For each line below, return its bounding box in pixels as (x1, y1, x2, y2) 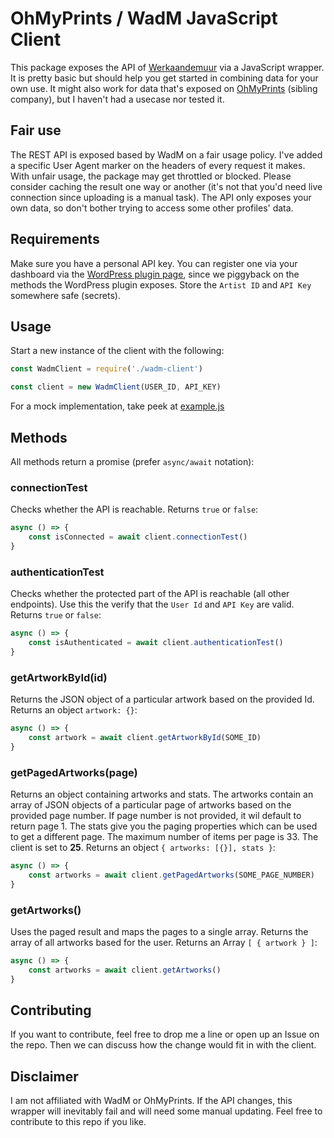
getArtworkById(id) (10, 670, 108, 684)
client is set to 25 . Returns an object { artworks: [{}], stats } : (10, 842, 276, 853)
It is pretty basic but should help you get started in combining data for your (10, 72, 319, 84)
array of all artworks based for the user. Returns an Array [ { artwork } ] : (10, 936, 318, 948)
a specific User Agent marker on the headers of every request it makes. (10, 159, 306, 171)
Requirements (10, 231, 100, 248)
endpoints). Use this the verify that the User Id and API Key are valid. (10, 598, 295, 611)
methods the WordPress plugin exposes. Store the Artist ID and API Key (10, 278, 312, 291)
